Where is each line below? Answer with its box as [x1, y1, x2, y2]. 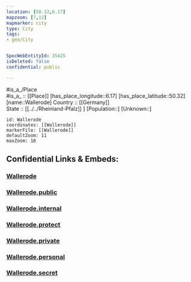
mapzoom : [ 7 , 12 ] [6, 14, 47, 20]
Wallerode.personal [6, 253, 65, 261]
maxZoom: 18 [6, 138, 36, 144]
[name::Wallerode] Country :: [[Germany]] [6, 99, 110, 106]
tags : [6, 31, 20, 37]
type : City [6, 25, 34, 32]
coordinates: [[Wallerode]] [6, 121, 77, 128]
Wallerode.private [6, 236, 60, 245]
